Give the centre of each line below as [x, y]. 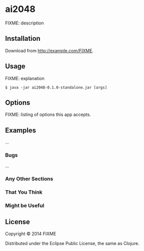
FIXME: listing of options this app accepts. [48, 115]
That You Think [24, 192]
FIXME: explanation [25, 78]
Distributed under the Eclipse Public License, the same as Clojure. [72, 244]
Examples [21, 130]
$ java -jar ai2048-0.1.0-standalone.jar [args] [56, 87]
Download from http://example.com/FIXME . [49, 50]
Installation [23, 39]
